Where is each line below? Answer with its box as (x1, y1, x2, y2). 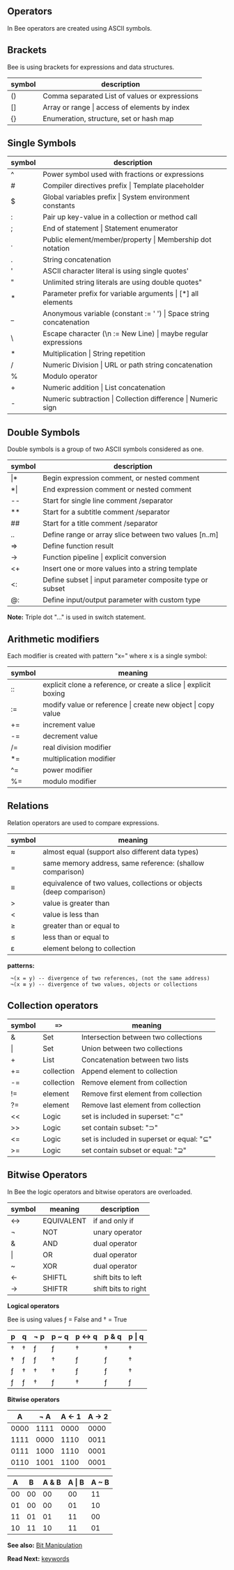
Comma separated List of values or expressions (42, 91, 199, 100)
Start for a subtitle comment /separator (42, 508, 171, 517)
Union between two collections (81, 1044, 183, 1053)
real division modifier (42, 743, 111, 753)
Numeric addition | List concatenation (42, 383, 166, 393)
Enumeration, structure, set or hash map (42, 113, 174, 123)
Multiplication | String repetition (42, 349, 146, 359)
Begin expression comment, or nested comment (42, 473, 200, 483)
